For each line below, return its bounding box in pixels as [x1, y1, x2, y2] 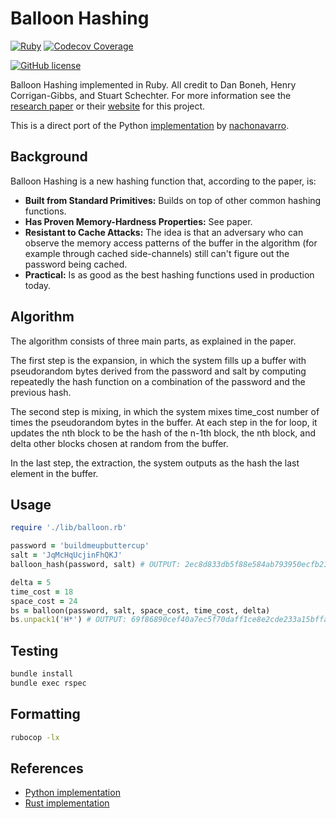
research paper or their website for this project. [10, 100, 206, 112]
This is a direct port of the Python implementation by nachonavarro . [10, 119, 290, 131]
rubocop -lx [10, 732, 60, 742]
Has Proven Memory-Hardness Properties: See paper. [24, 215, 253, 227]
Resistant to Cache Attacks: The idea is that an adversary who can [24, 226, 304, 238]
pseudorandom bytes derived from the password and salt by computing [10, 365, 307, 377]
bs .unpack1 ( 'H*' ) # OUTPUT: [10, 615, 128, 625]
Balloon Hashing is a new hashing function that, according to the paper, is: [10, 175, 317, 187]
